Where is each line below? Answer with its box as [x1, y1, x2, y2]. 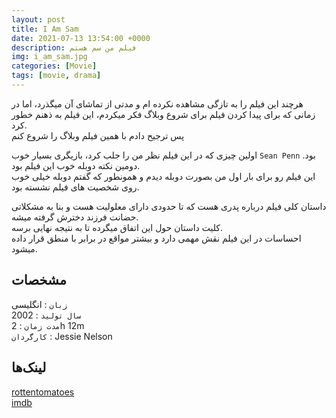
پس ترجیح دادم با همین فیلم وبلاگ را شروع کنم [11, 129, 185, 141]
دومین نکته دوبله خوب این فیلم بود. [11, 159, 141, 171]
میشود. [11, 242, 38, 255]
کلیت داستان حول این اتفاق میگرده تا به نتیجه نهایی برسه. [11, 221, 224, 233]
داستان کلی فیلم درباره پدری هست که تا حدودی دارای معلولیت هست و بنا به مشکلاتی [11, 200, 327, 212]
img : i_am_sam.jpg [11, 52, 88, 62]
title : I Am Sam [11, 24, 79, 34]
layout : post [11, 14, 66, 25]
